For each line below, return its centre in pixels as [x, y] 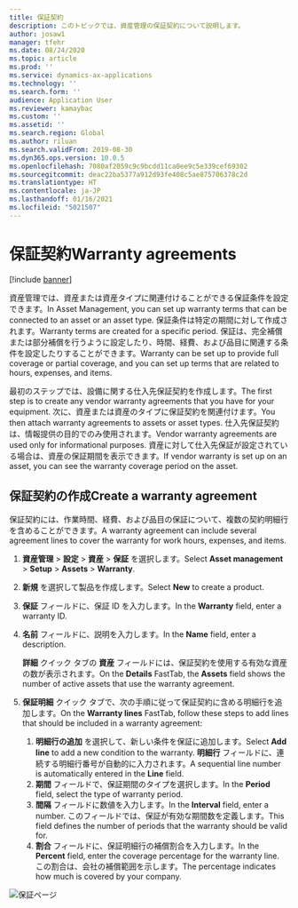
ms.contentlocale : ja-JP [55, 191]
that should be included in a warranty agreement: [112, 723]
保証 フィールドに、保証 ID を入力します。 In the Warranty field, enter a [152, 606]
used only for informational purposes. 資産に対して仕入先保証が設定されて [145, 444]
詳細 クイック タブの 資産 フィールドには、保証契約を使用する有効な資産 [155, 662]
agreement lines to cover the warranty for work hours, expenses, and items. [148, 540]
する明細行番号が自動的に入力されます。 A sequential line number [162, 763]
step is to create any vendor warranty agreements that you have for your [142, 401]
